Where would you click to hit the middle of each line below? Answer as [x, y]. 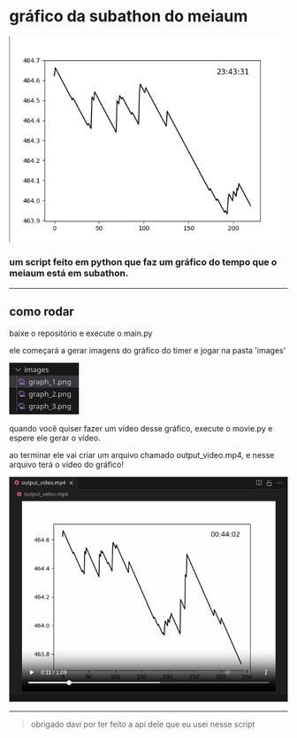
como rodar [42, 312]
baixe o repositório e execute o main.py [81, 333]
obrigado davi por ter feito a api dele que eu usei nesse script [143, 725]
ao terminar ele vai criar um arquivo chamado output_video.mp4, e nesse [142, 454]
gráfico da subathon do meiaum [129, 16]
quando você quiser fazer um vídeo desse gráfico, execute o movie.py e [141, 428]
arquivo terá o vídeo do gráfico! [67, 464]
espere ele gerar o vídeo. [55, 438]
